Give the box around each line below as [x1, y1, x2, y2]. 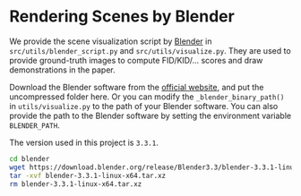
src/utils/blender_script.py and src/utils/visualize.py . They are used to [9, 45, 291, 55]
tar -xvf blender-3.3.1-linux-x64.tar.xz [9, 171, 167, 180]
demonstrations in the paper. [9, 64, 116, 75]
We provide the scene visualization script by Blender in [9, 36, 212, 47]
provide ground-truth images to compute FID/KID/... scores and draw [9, 55, 263, 65]
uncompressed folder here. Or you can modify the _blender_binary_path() [9, 91, 285, 102]
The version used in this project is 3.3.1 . [9, 137, 159, 148]
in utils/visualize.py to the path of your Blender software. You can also [9, 100, 279, 111]
